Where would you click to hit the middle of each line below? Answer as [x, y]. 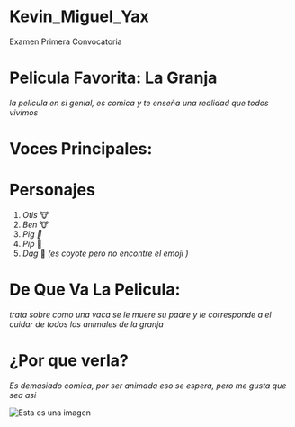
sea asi [23, 395]
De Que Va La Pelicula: [95, 290]
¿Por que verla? [69, 361]
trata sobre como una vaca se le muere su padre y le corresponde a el [140, 314]
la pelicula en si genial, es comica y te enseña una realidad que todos [139, 103]
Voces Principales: [81, 149]
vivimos [24, 112]
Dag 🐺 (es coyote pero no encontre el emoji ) [105, 253]
